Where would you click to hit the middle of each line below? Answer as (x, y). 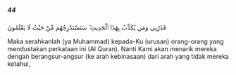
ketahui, (19, 64)
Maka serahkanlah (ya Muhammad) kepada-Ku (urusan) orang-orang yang (116, 41)
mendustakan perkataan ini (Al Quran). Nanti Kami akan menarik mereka (112, 48)
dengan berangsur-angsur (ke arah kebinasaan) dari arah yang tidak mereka (118, 56)
